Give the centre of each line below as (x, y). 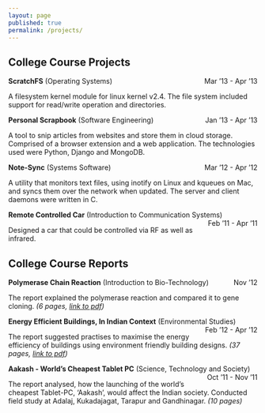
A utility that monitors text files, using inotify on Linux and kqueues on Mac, (131, 183)
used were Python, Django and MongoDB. (77, 152)
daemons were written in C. (53, 200)
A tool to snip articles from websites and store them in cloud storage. (121, 136)
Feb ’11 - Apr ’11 (233, 223)
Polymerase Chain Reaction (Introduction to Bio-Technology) (109, 282)
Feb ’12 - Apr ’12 (231, 330)
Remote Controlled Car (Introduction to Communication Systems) (115, 215)
